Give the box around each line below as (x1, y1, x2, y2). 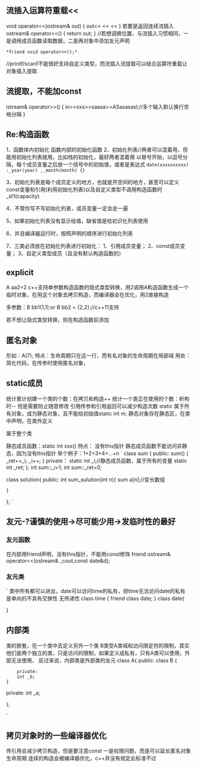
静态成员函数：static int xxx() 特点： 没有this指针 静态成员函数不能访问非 (6, 442, 182, 449)
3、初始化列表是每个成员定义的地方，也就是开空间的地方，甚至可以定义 (6, 179, 179, 186)
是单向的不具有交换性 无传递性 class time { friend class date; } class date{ (6, 595, 185, 602)
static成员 (6, 378, 43, 389)
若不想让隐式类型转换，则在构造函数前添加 (6, 316, 109, 324)
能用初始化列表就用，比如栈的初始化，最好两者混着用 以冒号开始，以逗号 (6, 154, 183, 161)
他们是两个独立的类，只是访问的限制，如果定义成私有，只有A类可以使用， (6, 649, 185, 657)
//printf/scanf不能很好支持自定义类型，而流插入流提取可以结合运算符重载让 (6, 60, 188, 67)
